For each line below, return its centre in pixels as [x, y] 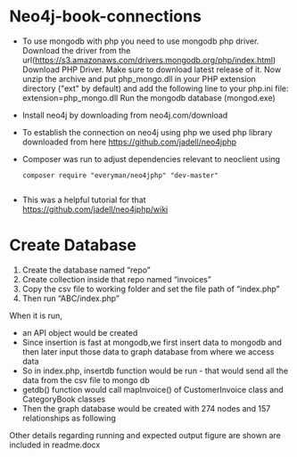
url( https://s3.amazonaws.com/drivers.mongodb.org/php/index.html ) [149, 60]
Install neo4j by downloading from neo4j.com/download [125, 115]
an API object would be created [80, 332]
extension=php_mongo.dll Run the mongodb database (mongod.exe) [149, 98]
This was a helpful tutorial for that [84, 200]
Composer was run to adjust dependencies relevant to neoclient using [151, 159]
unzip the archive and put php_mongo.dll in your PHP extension [139, 78]
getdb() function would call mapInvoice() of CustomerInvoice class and [153, 389]
